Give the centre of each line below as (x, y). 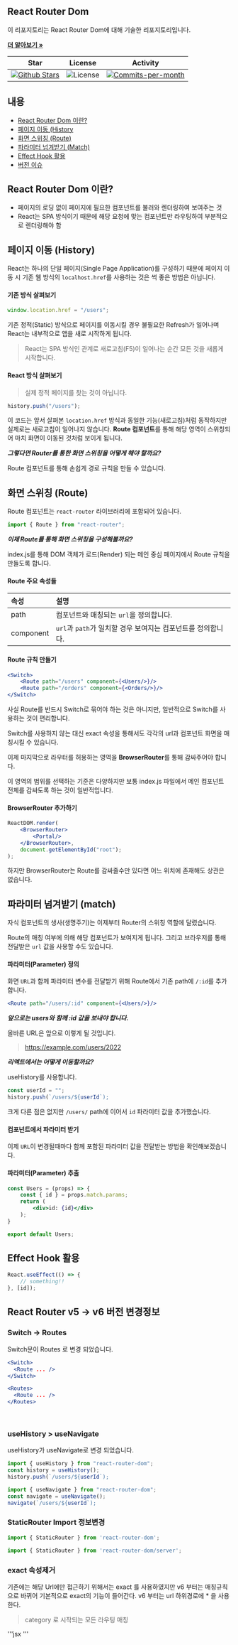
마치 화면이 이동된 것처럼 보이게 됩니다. (68, 438)
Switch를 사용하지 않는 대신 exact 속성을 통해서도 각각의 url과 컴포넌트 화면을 (115, 733)
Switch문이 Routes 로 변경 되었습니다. (60, 1349)
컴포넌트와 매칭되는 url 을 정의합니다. (114, 615)
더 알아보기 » (25, 45)
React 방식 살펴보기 (35, 375)
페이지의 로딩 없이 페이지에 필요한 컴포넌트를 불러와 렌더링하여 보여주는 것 (120, 207)
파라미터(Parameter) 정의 (43, 964)
